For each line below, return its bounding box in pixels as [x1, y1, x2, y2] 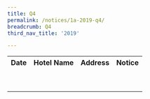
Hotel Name [34, 58, 74, 68]
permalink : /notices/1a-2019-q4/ [7, 17, 105, 24]
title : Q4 [7, 10, 36, 17]
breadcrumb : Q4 [7, 23, 52, 30]
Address [80, 58, 110, 68]
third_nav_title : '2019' [7, 29, 80, 37]
